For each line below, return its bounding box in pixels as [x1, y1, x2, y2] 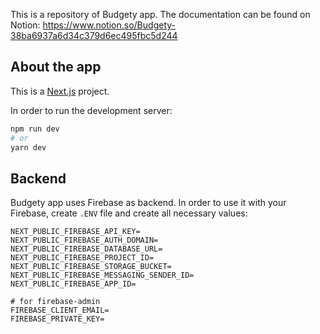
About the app [10, 59, 102, 76]
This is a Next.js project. [10, 85, 110, 97]
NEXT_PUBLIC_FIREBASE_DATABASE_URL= [10, 244, 163, 254]
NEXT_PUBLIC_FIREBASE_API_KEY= [10, 227, 141, 237]
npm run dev [10, 124, 60, 134]
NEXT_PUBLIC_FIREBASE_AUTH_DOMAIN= [10, 235, 159, 246]
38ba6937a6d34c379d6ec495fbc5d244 [10, 30, 178, 41]
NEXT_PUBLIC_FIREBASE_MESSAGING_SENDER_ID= [10, 270, 195, 281]
